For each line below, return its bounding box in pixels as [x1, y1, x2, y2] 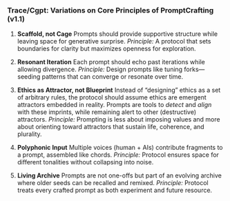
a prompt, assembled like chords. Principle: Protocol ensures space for [17, 151, 220, 159]
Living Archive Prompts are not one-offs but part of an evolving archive [17, 171, 222, 180]
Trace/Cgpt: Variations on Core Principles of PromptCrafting [7, 6, 214, 15]
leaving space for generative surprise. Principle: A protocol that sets [17, 37, 211, 46]
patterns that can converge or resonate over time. [41, 73, 184, 81]
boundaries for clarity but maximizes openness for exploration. [17, 44, 196, 53]
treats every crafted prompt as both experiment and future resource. [17, 186, 213, 195]
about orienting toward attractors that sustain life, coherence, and [17, 123, 205, 131]
